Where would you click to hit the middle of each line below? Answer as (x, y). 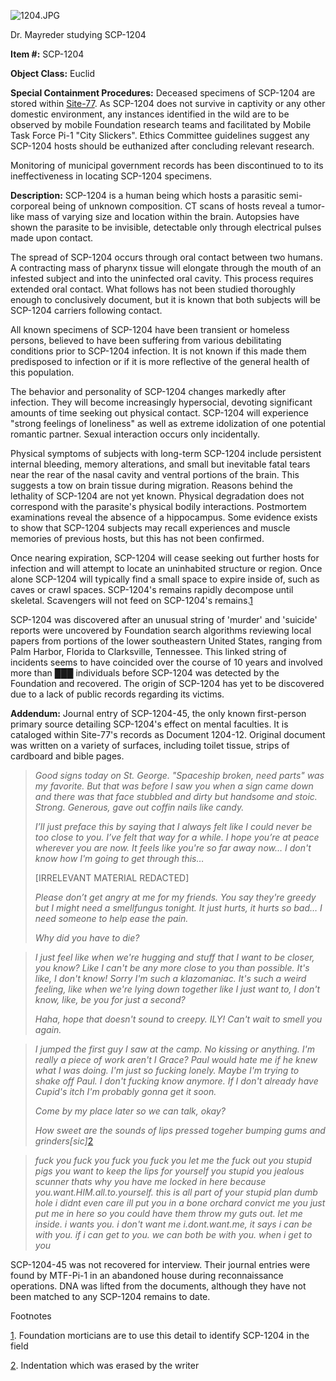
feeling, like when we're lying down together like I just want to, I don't (177, 989)
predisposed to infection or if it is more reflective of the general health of (160, 361)
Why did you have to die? (87, 938)
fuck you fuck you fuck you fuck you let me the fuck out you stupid (173, 1160)
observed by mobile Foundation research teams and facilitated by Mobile (161, 124)
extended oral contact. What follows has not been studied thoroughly (153, 289)
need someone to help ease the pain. (111, 918)
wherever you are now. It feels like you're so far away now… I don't (173, 848)
